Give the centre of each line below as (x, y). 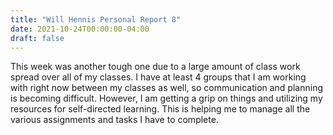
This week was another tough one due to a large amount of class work (155, 67)
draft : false (37, 38)
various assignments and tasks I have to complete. (114, 120)
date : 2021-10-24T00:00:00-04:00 (80, 29)
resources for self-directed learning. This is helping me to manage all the (160, 109)
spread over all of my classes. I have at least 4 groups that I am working (158, 77)
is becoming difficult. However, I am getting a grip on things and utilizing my (166, 98)
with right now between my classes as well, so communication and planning (166, 88)
